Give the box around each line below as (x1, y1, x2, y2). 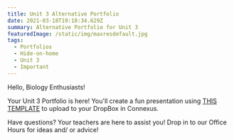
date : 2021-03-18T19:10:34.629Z (7, 17, 103, 24)
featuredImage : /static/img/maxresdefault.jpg (7, 30, 148, 38)
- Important (14, 63, 50, 70)
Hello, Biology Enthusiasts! (7, 82, 85, 91)
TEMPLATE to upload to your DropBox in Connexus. (7, 104, 159, 112)
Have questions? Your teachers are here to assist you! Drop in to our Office (7, 118, 228, 126)
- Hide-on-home (14, 50, 59, 58)
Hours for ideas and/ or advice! (7, 125, 99, 134)
